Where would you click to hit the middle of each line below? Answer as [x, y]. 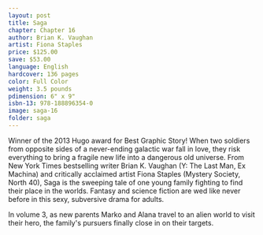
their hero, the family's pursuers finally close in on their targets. [111, 222]
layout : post [30, 15]
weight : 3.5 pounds [40, 89]
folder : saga [30, 118]
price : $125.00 [33, 52]
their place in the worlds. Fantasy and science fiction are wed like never [124, 191]
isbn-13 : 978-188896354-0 [50, 103]
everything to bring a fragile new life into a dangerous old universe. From [126, 157]
